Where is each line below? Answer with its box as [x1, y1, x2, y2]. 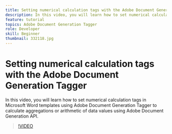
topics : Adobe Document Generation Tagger [5, 21, 97, 27]
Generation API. [5, 113, 39, 119]
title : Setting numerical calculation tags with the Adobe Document [5, 7, 155, 13]
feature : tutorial [5, 17, 45, 22]
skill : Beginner [5, 31, 40, 36]
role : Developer [5, 27, 40, 32]
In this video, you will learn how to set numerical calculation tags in [5, 97, 147, 103]
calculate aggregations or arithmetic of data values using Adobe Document [5, 107, 164, 114]
